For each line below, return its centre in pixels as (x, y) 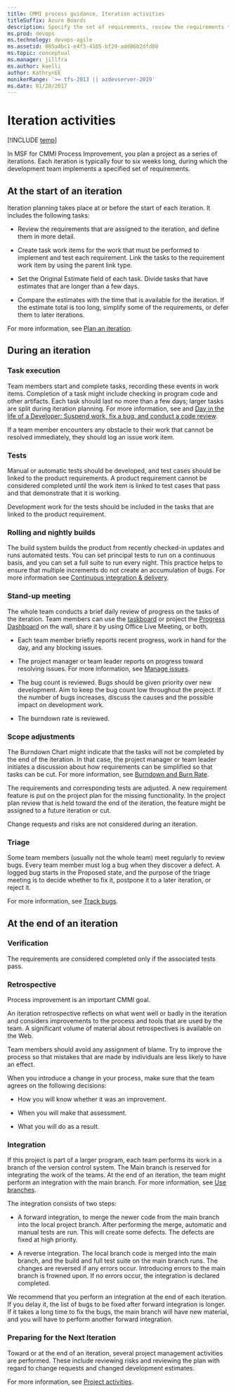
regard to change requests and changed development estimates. (101, 1368)
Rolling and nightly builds (52, 532)
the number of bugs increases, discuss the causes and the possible (115, 697)
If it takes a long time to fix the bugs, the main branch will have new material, (118, 1312)
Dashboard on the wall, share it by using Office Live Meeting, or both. (108, 626)
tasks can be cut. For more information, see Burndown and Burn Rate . (108, 774)
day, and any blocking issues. (60, 647)
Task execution (34, 370)
